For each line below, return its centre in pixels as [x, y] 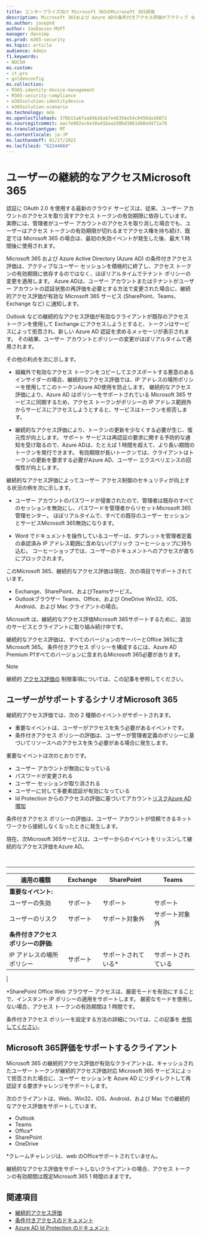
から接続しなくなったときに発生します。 [71, 826]
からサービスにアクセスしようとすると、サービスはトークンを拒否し [98, 409]
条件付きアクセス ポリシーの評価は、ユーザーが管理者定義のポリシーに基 [104, 735]
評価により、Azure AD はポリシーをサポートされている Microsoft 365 [100, 394]
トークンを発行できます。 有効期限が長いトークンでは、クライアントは [102, 452]
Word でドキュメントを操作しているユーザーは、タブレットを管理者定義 [103, 536]
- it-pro [17, 73]
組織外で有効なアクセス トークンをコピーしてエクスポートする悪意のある [104, 372]
